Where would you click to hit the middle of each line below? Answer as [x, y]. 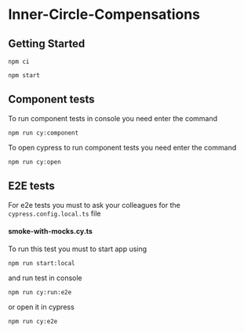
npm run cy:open [35, 162]
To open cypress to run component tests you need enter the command [122, 147]
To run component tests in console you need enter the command [113, 118]
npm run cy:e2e [33, 321]
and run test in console [45, 278]
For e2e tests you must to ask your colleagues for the [94, 205]
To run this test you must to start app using [78, 249]
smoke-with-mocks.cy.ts [50, 231]
